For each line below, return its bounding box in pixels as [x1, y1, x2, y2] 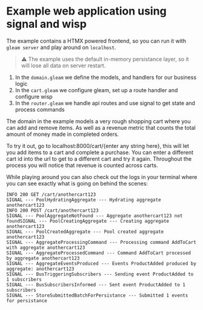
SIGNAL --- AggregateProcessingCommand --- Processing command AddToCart [6, 239, 197, 245]
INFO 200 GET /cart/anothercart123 [6, 191, 96, 198]
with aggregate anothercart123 [6, 244, 85, 251]
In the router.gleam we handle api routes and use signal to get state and [15, 99, 196, 107]
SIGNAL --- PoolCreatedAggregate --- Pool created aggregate [6, 229, 164, 235]
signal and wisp [6, 17, 87, 31]
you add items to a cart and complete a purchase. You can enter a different [6, 149, 194, 156]
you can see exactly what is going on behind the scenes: [6, 180, 148, 187]
